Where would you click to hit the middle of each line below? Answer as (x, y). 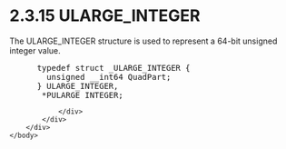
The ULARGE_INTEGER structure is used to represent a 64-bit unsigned (143, 41)
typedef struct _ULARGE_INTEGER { (113, 68)
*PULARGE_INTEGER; (83, 95)
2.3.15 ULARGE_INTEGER (105, 16)
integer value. (35, 50)
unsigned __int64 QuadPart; (109, 77)
